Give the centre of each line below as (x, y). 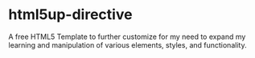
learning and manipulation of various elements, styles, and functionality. (127, 44)
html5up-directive (70, 15)
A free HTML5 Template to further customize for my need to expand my (127, 37)
